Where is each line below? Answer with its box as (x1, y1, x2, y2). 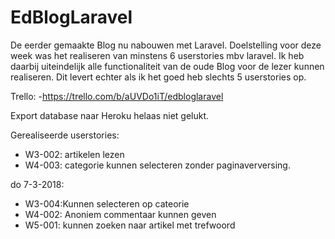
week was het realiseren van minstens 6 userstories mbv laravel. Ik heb (10, 49, 305, 61)
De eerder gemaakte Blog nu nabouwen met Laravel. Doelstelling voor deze (10, 39, 322, 51)
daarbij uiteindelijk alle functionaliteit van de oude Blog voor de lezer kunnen (10, 60, 325, 72)
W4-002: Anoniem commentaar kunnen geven (24, 208, 217, 220)
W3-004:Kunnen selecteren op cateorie (24, 197, 190, 210)
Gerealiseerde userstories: (10, 129, 120, 141)
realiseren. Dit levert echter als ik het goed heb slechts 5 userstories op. (10, 71, 307, 83)
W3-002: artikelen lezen (24, 148, 125, 160)
